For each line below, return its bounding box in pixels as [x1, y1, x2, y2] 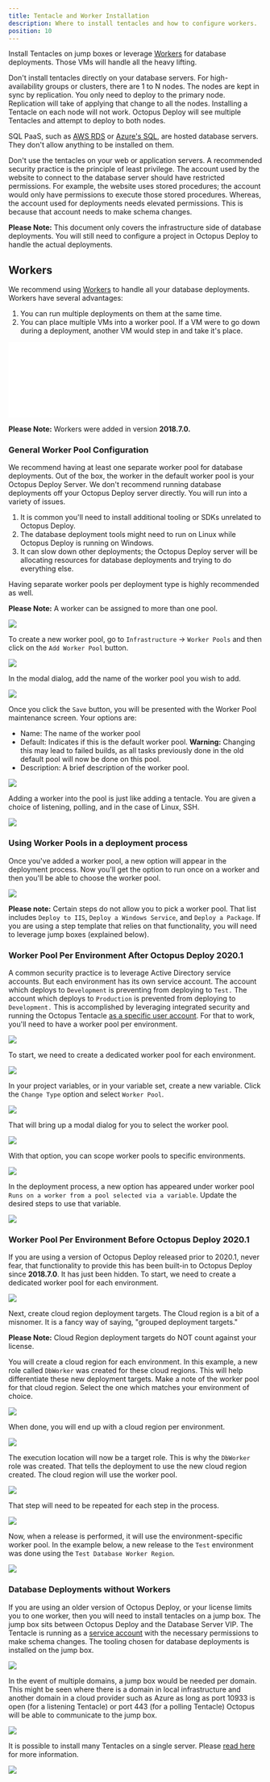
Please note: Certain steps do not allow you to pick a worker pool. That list [8, 904, 256, 914]
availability [8, 81, 44, 91]
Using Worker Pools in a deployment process [8, 838, 188, 849]
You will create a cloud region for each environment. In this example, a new [8, 1357, 258, 1367]
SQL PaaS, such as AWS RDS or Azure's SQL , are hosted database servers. [8, 131, 259, 141]
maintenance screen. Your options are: [8, 713, 137, 722]
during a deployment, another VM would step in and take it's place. [19, 326, 243, 335]
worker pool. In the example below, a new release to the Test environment [8, 1540, 254, 1550]
